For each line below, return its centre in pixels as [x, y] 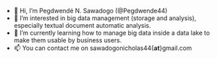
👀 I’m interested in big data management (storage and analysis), [105, 18]
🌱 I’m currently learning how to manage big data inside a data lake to [112, 33]
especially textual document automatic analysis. [82, 25]
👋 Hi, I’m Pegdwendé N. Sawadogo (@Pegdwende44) [90, 11]
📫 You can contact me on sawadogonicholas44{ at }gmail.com [103, 48]
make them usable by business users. [68, 40]
